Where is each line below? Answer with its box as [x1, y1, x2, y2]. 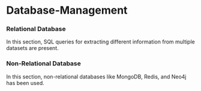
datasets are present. [6, 45, 59, 52]
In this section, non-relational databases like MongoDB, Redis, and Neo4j [6, 73, 187, 80]
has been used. [6, 79, 45, 86]
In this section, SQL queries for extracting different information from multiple [6, 38, 195, 45]
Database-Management [6, 4, 128, 17]
